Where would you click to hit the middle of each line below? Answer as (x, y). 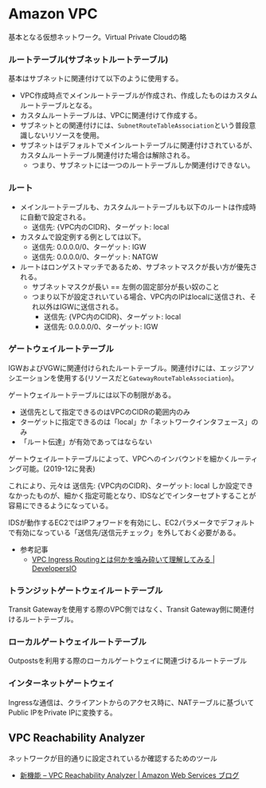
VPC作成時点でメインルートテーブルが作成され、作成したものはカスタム (138, 96)
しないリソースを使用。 (65, 136)
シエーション (29, 378)
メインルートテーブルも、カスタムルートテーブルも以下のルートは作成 (134, 207)
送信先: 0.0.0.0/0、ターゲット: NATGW (95, 257)
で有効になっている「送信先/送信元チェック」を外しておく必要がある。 (124, 532)
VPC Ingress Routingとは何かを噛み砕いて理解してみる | (123, 559)
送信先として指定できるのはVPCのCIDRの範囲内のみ (105, 412)
